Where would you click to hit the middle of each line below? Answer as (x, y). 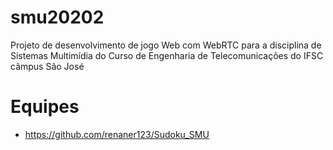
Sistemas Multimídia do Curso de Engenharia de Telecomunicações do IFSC (167, 55)
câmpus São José (47, 66)
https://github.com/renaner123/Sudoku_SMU (117, 134)
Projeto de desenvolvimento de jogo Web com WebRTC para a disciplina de (166, 45)
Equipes (45, 107)
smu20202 (57, 17)
